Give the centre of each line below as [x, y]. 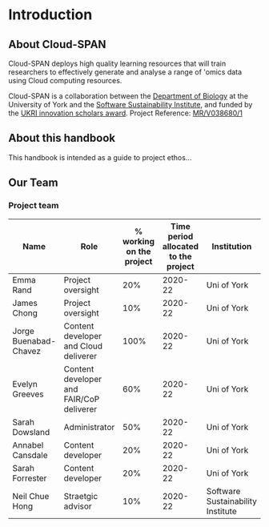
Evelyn [25, 384]
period [181, 236]
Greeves [28, 394]
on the [139, 251]
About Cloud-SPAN [57, 44]
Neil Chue [31, 496]
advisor [78, 506]
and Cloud [83, 346]
